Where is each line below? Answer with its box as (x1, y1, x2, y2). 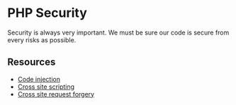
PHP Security (7, 5, 87, 21)
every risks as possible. (7, 35, 77, 44)
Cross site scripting (17, 82, 75, 91)
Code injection (17, 75, 60, 83)
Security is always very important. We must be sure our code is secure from (7, 28, 230, 37)
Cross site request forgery (17, 89, 94, 98)
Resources (7, 56, 56, 68)
